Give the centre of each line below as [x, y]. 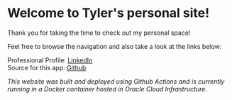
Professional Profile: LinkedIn [50, 60]
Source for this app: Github [47, 67]
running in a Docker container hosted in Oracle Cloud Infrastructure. [107, 89]
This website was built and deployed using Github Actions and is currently [116, 81]
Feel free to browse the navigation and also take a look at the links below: [115, 46]
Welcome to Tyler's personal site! [109, 13]
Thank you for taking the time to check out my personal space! [99, 33]
